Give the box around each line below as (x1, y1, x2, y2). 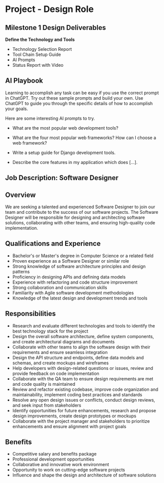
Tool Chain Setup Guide (12, 51, 61, 57)
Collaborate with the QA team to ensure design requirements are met (12, 375, 154, 382)
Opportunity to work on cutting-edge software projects (12, 467, 125, 473)
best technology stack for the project (12, 328, 88, 334)
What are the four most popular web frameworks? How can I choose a (12, 135, 157, 141)
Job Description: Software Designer (5, 173, 119, 182)
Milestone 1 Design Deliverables (5, 23, 106, 32)
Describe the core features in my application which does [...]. (12, 159, 138, 165)
